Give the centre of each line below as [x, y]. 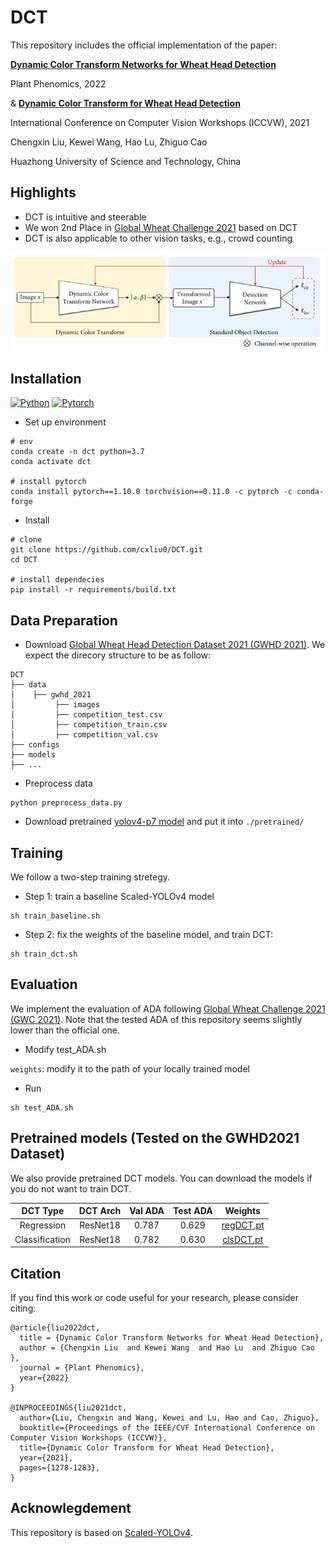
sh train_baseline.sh [55, 916]
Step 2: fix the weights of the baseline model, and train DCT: [149, 935]
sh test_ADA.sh [42, 1107]
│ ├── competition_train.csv [89, 725]
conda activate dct [51, 462]
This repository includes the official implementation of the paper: [144, 45]
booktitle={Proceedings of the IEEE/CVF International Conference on [167, 1427]
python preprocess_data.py [66, 803]
